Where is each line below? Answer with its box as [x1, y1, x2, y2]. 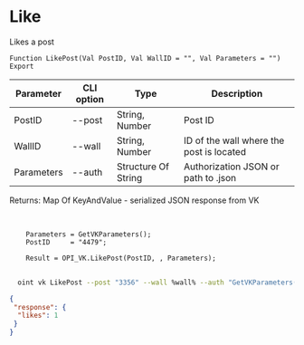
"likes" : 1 [17, 311, 59, 321]
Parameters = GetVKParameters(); [25, 229, 152, 239]
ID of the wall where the [184, 134, 285, 147]
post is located [184, 145, 247, 158]
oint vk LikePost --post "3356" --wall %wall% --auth [17, 278, 224, 287]
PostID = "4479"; [25, 237, 107, 246]
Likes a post [9, 36, 54, 47]
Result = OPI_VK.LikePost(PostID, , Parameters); [25, 254, 217, 263]
